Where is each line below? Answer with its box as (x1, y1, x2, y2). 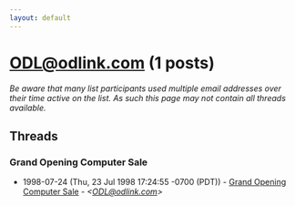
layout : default (9, 13, 71, 23)
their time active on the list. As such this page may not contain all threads (9, 92, 287, 103)
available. (9, 102, 47, 113)
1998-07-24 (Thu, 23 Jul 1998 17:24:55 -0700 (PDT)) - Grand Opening (22, 177, 287, 188)
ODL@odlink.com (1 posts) (9, 52, 216, 73)
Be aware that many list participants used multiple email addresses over (9, 83, 282, 94)
